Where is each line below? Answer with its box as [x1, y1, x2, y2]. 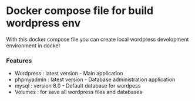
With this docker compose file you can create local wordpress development [6, 36, 189, 43]
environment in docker [6, 42, 60, 49]
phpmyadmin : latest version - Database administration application [14, 76, 176, 83]
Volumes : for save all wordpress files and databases [14, 89, 143, 96]
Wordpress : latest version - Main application [14, 70, 123, 77]
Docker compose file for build [6, 4, 154, 18]
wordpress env [6, 16, 81, 30]
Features [6, 57, 32, 65]
